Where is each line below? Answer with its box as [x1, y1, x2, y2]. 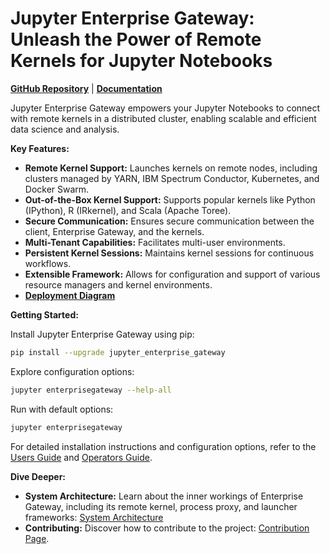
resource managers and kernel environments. [24, 278, 213, 291]
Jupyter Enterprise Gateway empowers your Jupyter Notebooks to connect [10, 102, 321, 114]
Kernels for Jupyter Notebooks [10, 50, 273, 72]
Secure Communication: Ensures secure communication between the [24, 215, 315, 227]
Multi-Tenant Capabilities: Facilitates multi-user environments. [24, 236, 286, 248]
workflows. [24, 257, 72, 269]
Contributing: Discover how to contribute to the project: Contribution [24, 522, 310, 534]
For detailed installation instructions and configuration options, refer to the [10, 440, 317, 452]
